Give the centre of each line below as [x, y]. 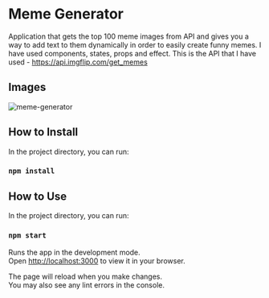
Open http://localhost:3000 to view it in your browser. [97, 261]
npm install [32, 171]
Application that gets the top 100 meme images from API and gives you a [128, 36]
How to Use [38, 196]
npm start [27, 236]
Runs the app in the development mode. [74, 252]
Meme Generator [66, 14]
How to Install [43, 132]
